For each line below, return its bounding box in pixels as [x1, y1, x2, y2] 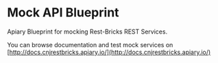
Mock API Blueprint [7, 5, 119, 21]
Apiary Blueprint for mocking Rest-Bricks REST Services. [7, 27, 168, 36]
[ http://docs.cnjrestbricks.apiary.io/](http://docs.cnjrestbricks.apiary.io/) [7, 48, 211, 56]
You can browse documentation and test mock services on [7, 40, 173, 49]
